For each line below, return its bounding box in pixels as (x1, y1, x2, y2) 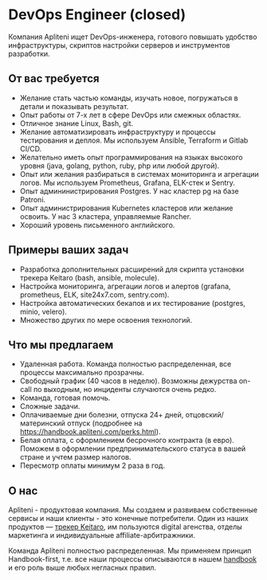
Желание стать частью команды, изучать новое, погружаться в (19, 93, 238, 103)
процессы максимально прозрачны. (19, 368, 145, 378)
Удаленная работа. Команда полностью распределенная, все (19, 359, 232, 369)
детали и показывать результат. (19, 101, 129, 111)
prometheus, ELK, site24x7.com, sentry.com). (19, 289, 170, 300)
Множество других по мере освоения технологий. (19, 315, 193, 324)
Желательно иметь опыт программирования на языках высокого (19, 152, 243, 162)
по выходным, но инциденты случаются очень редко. (33, 385, 217, 394)
